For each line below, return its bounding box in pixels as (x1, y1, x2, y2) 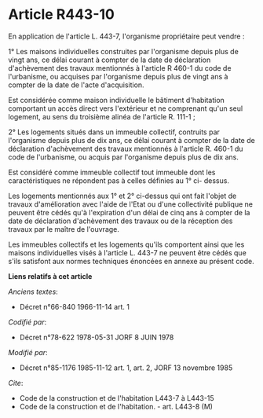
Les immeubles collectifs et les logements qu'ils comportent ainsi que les (8, 240, 245, 249)
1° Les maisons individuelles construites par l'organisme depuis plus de (8, 46, 239, 56)
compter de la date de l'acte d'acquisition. (8, 80, 144, 90)
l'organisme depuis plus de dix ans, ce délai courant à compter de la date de (8, 135, 255, 145)
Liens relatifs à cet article (8, 271, 93, 280)
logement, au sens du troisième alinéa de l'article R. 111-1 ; (8, 112, 195, 121)
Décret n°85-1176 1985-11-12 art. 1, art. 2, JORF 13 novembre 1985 (19, 363, 233, 372)
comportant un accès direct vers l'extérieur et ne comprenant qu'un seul (8, 104, 243, 113)
